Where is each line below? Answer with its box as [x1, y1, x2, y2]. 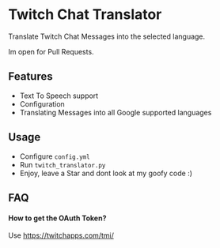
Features [8, 70, 53, 84]
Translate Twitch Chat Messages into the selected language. [8, 32, 206, 41]
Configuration [19, 99, 65, 108]
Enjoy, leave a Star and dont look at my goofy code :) [19, 168, 192, 178]
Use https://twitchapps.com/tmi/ [8, 231, 115, 240]
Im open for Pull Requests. [8, 47, 94, 56]
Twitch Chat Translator [8, 6, 162, 24]
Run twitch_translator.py [19, 160, 106, 169]
